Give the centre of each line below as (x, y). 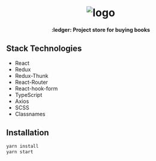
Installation (28, 133)
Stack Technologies (44, 49)
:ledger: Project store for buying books (101, 29)
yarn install (22, 147)
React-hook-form (36, 88)
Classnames (30, 114)
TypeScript (28, 95)
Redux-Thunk (31, 75)
